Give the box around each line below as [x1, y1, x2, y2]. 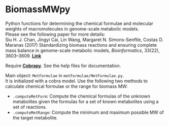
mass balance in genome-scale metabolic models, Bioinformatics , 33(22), [5, 47, 160, 53]
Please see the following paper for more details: [5, 31, 106, 37]
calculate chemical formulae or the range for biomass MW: [5, 83, 128, 89]
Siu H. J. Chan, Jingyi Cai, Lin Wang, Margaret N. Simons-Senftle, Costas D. [5, 37, 164, 43]
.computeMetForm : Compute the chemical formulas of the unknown [12, 93, 151, 99]
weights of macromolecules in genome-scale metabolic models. [5, 25, 140, 31]
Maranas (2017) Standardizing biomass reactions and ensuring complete [5, 42, 157, 48]
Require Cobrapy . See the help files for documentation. [5, 62, 121, 69]
